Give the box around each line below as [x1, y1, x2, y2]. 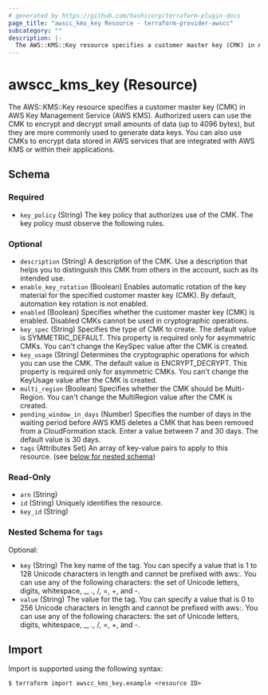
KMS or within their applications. [8, 145, 116, 154]
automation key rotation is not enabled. [19, 299, 148, 308]
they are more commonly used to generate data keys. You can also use [8, 128, 242, 137]
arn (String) [19, 490, 58, 499]
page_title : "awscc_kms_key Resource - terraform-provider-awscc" [8, 19, 234, 27]
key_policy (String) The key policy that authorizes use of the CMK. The [19, 209, 254, 220]
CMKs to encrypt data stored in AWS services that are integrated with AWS [8, 137, 255, 146]
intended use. [19, 273, 65, 284]
